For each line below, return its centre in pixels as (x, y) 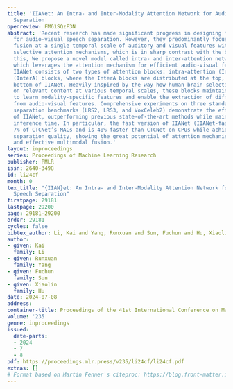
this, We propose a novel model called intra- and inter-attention (113, 59)
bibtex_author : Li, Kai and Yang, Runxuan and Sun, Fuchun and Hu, (107, 233)
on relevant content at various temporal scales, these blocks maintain (121, 91)
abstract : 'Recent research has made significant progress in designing (114, 33)
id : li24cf (23, 175)
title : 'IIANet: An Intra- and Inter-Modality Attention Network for (110, 14)
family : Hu (29, 291)
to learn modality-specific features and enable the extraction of (113, 98)
